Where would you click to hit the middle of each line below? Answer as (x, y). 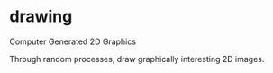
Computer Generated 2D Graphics (73, 41)
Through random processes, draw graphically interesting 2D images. (137, 59)
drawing (41, 17)
